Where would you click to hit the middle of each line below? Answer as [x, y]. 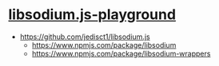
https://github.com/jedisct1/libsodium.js [85, 37]
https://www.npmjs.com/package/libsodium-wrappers [121, 53]
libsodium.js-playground [92, 15]
